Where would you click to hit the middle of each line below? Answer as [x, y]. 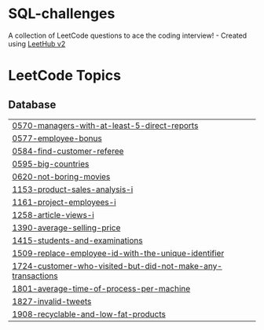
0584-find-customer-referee [68, 151]
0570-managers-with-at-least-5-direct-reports [105, 125]
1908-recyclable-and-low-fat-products [89, 313]
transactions [35, 276]
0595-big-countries [51, 163]
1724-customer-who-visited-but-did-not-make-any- [117, 266]
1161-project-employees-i [64, 202]
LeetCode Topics [65, 76]
